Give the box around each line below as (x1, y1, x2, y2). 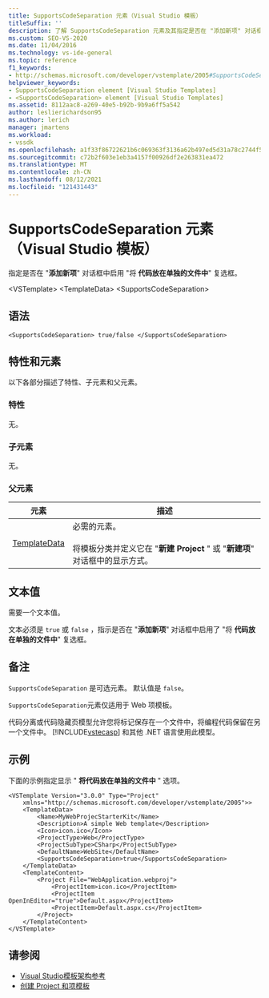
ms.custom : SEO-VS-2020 (8, 34, 88, 42)
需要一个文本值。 (8, 608, 65, 618)
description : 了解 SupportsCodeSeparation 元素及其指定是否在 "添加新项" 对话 (8, 26, 257, 34)
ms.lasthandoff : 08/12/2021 (8, 175, 102, 184)
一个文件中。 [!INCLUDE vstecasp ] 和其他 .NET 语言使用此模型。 (8, 726, 220, 737)
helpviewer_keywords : (8, 78, 81, 87)
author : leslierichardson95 (8, 109, 102, 117)
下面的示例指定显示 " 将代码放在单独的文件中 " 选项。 (8, 775, 184, 785)
